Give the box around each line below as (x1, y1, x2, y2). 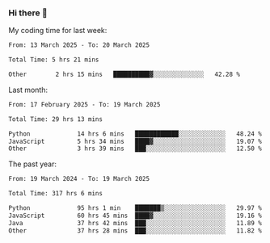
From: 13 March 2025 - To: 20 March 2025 (8, 41, 150, 49)
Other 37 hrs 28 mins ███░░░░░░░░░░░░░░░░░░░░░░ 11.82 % (8, 226, 263, 235)
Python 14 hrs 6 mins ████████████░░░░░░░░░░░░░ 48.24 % (8, 129, 263, 138)
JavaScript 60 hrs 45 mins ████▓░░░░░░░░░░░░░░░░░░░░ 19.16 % (8, 212, 263, 220)
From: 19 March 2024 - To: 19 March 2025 (8, 175, 150, 183)
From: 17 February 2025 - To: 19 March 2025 (8, 100, 161, 108)
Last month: (8, 85, 49, 94)
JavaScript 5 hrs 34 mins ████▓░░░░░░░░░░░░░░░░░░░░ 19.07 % (8, 137, 263, 145)
